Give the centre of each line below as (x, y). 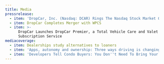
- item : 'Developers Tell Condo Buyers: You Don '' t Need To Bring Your (84, 54)
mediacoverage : (20, 41)
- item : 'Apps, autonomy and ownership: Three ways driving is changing (85, 50)
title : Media (18, 9)
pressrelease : (20, 14)
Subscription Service (40, 37)
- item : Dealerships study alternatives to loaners (63, 45)
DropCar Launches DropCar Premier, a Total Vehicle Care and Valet (88, 32)
